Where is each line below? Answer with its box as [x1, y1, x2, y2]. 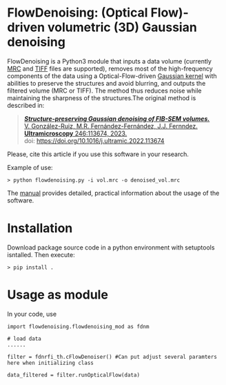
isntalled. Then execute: [7, 250, 75, 259]
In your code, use [7, 310, 57, 318]
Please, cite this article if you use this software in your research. [7, 150, 189, 158]
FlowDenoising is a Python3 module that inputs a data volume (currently [7, 57, 212, 65]
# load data [7, 335, 41, 342]
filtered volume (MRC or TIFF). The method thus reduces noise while [7, 86, 202, 95]
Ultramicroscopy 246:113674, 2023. [23, 129, 127, 138]
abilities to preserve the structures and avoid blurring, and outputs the [7, 79, 206, 87]
